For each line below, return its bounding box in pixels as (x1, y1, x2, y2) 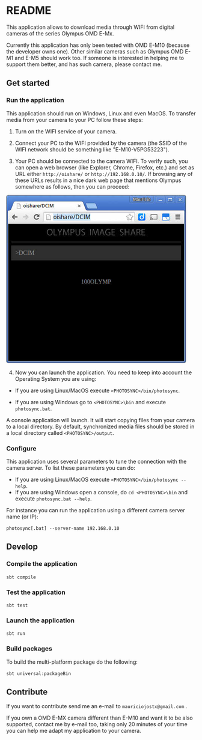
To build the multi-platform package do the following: (6, 658, 138, 666)
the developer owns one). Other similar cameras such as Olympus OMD (6, 47, 184, 55)
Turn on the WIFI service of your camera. (14, 127, 117, 135)
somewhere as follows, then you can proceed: (14, 183, 130, 190)
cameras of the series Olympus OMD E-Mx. (6, 29, 114, 37)
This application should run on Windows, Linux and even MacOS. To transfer (6, 109, 196, 117)
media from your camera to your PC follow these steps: (6, 116, 143, 123)
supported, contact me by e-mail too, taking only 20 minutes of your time (6, 721, 188, 728)
